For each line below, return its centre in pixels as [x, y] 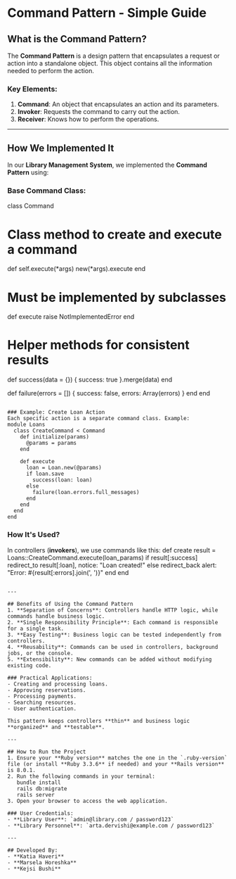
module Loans [26, 425]
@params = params [51, 443]
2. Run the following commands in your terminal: [81, 776]
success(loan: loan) [63, 480]
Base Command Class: [47, 191]
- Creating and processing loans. [58, 684]
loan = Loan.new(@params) [64, 468]
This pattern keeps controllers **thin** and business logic [99, 721]
